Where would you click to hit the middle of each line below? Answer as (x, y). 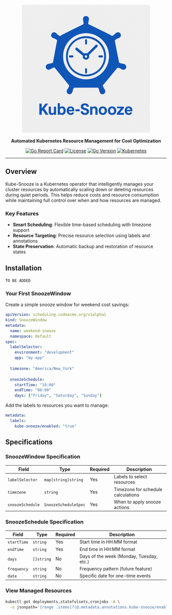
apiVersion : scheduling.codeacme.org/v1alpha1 (56, 315)
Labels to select (131, 477)
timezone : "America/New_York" (42, 368)
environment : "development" (44, 353)
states (19, 252)
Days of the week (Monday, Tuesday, (118, 556)
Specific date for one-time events (115, 576)
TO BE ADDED (18, 280)
